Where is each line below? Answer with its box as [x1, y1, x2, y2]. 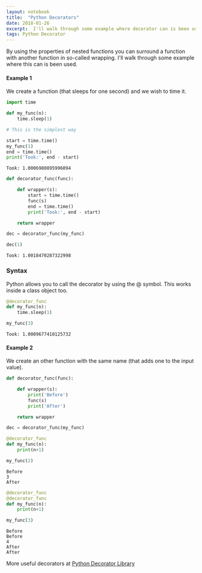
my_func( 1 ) [6, 143, 34, 149]
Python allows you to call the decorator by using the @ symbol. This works [6, 280, 191, 287]
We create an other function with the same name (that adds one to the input [6, 357, 194, 365]
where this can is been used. [6, 61, 78, 68]
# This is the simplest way [6, 127, 77, 133]
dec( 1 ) [6, 242, 23, 248]
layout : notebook [6, 8, 50, 15]
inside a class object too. [6, 287, 68, 294]
